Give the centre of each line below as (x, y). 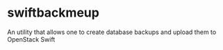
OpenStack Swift (31, 39)
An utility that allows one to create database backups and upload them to (112, 32)
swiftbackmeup (53, 13)
